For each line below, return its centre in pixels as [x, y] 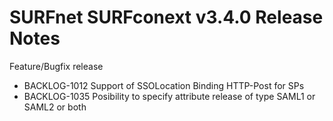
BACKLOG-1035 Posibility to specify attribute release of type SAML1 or [169, 96]
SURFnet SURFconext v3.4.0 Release [166, 17]
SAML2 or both [55, 107]
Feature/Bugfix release [56, 66]
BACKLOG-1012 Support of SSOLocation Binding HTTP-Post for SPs [164, 85]
